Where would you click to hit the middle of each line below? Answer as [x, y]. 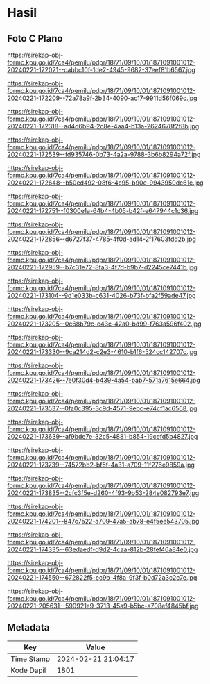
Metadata [28, 627]
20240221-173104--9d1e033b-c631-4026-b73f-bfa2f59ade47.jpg [102, 295]
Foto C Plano [35, 39]
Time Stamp [30, 659]
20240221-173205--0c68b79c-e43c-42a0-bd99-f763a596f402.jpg [105, 324]
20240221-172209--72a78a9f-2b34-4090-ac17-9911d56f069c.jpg [102, 98]
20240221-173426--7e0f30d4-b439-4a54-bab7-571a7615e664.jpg [104, 380]
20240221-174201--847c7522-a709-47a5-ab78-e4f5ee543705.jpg [103, 521]
